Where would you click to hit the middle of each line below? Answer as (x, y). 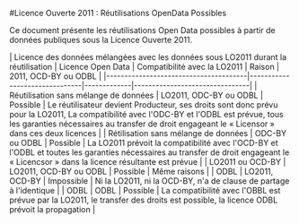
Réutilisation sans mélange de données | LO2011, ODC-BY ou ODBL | (136, 95)
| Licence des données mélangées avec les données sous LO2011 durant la (148, 57)
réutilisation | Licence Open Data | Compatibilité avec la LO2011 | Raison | (145, 67)
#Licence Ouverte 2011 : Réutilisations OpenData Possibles (118, 13)
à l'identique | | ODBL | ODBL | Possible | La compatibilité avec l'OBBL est (145, 190)
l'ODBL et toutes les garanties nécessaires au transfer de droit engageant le (149, 152)
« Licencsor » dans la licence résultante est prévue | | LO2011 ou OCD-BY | (148, 162)
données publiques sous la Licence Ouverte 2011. (101, 40)
